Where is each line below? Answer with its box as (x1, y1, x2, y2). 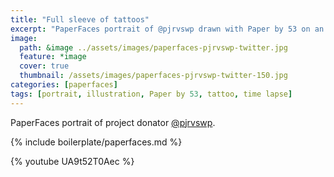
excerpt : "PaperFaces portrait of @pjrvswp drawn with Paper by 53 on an (10, 24, 325, 34)
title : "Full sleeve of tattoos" (10, 14, 150, 25)
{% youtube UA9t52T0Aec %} (10, 155, 135, 167)
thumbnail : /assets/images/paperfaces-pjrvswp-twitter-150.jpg (19, 71, 288, 81)
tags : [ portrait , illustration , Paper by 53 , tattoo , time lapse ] (10, 89, 293, 99)
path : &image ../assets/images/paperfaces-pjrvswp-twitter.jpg (19, 42, 288, 53)
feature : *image (19, 52, 87, 62)
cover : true (19, 61, 70, 71)
